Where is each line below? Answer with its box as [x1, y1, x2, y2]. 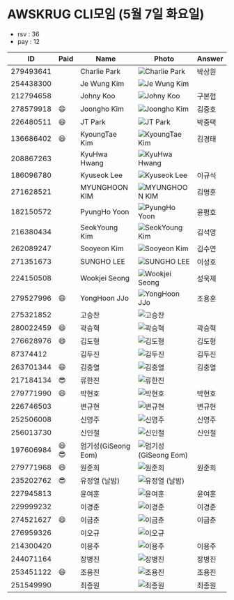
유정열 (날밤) [79, 476, 120, 486]
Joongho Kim [79, 104, 124, 114]
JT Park [79, 117, 106, 126]
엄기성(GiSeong [79, 441, 131, 451]
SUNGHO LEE [79, 256, 125, 266]
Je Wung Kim [79, 78, 125, 88]
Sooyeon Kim [79, 243, 124, 253]
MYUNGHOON [79, 182, 129, 192]
